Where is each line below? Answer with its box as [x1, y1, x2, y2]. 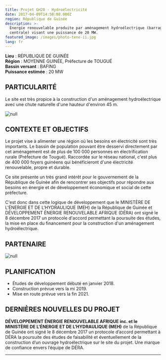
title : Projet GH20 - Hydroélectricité [5, 7, 87, 12]
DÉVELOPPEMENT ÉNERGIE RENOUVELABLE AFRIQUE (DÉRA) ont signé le [5, 210, 158, 216]
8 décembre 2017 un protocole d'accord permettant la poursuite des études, [5, 215, 161, 221]
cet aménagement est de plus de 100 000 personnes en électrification [5, 149, 148, 155]
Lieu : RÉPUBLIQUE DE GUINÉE [5, 53, 69, 59]
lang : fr [5, 40, 23, 44]
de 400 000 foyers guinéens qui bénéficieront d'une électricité [5, 159, 133, 165]
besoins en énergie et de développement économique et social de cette [5, 185, 152, 191]
